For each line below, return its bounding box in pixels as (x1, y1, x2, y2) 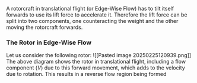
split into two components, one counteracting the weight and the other (6, 18, 179, 24)
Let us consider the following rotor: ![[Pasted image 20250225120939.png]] (6, 52, 192, 59)
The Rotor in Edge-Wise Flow (6, 38, 92, 47)
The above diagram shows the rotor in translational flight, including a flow (6, 58, 186, 65)
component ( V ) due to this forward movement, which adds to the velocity (6, 64, 185, 71)
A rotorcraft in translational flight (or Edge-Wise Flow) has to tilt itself (6, 5, 174, 12)
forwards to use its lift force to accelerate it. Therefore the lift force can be (6, 11, 188, 18)
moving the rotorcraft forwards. (6, 24, 83, 31)
